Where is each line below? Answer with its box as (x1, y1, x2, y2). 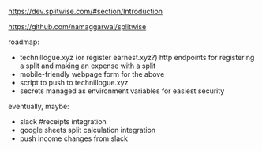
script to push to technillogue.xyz (19, 78, 129, 87)
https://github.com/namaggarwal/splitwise (8, 22, 147, 31)
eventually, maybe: (8, 102, 69, 111)
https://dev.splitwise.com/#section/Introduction (8, 7, 163, 16)
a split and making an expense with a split (19, 61, 156, 70)
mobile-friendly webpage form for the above (19, 70, 165, 78)
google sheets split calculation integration (19, 126, 156, 134)
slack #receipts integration (19, 117, 107, 126)
